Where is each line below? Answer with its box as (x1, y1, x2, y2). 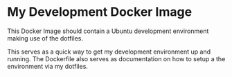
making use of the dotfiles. (7, 34, 83, 42)
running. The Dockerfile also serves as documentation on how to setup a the (7, 54, 226, 63)
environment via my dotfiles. (7, 62, 89, 70)
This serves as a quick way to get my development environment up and (7, 47, 211, 56)
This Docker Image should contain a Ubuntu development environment (7, 27, 209, 35)
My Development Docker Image (7, 4, 193, 20)
